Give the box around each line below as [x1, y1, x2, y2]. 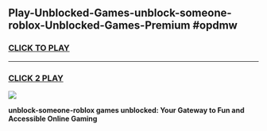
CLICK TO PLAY [8, 43, 70, 54]
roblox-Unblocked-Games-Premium [8, 19, 191, 33]
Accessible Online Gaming [8, 114, 98, 123]
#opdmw [192, 19, 238, 33]
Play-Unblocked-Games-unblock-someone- [8, 6, 232, 20]
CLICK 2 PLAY [8, 72, 64, 83]
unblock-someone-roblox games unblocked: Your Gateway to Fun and [8, 105, 245, 114]
